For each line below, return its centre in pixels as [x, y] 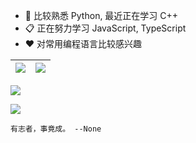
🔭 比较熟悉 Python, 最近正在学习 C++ [101, 15]
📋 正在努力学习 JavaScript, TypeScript [105, 28]
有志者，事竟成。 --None [56, 129]
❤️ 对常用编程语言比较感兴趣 [83, 43]
